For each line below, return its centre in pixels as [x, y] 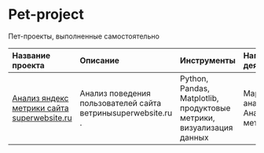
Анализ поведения [115, 93]
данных [194, 137]
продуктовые [205, 107]
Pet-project [46, 15]
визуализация [206, 127]
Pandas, [194, 88]
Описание [100, 60]
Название [31, 55]
